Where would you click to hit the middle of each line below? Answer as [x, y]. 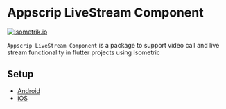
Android [28, 90]
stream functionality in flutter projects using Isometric [84, 52]
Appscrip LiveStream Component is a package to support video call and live [113, 45]
